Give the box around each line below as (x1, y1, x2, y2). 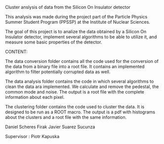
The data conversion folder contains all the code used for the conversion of (5, 58, 159, 64)
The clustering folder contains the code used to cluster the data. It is (5, 104, 145, 109)
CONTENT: (5, 49, 28, 54)
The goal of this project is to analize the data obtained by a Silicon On (5, 29, 147, 34)
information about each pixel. (5, 94, 65, 100)
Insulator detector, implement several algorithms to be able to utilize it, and (5, 34, 157, 40)
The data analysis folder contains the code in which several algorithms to (5, 79, 154, 84)
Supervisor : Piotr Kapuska (5, 134, 60, 139)
